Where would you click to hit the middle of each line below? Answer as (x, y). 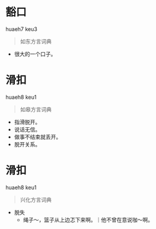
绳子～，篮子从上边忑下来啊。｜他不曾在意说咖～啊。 (88, 219)
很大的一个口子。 (35, 54)
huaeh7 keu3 (22, 29)
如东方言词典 (36, 41)
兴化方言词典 (36, 199)
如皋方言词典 (36, 109)
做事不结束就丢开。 (38, 137)
